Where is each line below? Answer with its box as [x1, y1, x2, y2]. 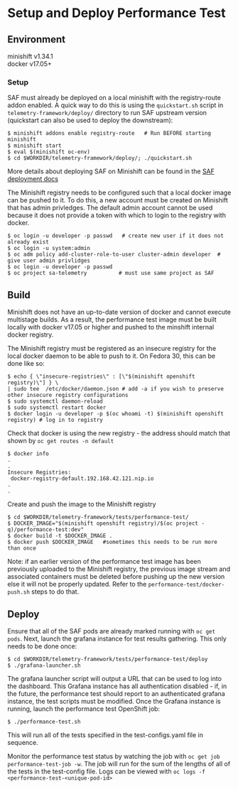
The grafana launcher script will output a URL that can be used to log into [7, 674, 222, 682]
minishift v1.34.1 [7, 52, 53, 60]
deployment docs [7, 175, 59, 183]
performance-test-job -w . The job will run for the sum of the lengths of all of [7, 759, 231, 768]
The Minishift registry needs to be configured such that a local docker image [7, 188, 232, 197]
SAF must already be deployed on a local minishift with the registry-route [7, 94, 222, 102]
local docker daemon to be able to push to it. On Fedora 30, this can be [7, 352, 216, 360]
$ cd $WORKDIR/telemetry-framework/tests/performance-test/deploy [7, 655, 208, 663]
